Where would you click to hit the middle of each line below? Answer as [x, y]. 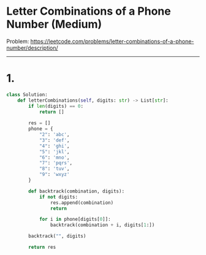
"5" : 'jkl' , [54, 151]
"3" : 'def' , [54, 140]
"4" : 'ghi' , [54, 146]
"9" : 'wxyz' [54, 175]
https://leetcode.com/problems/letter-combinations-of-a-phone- [112, 41]
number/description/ [32, 48]
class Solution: [27, 94]
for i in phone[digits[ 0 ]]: [75, 219]
